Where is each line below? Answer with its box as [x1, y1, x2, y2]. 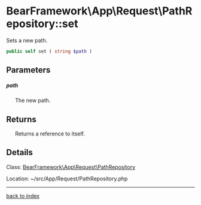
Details [6, 147, 33, 158]
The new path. [14, 97, 51, 104]
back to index [6, 192, 40, 199]
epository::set [6, 17, 78, 31]
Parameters [6, 65, 51, 76]
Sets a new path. [6, 37, 48, 44]
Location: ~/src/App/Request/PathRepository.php [6, 175, 128, 182]
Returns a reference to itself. [14, 130, 86, 137]
